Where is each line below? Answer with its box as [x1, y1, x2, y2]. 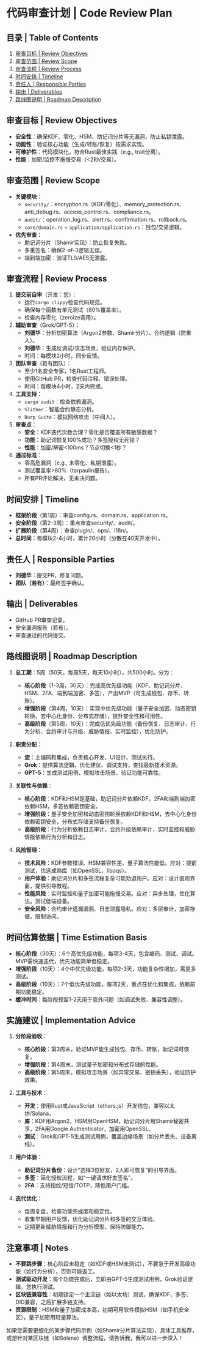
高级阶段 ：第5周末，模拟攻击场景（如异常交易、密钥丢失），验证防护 [24, 1069, 196, 1076]
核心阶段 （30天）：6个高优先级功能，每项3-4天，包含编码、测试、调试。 [15, 950, 198, 957]
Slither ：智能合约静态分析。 [24, 406, 98, 413]
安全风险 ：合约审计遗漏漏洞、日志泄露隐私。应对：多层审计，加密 [24, 905, 190, 912]
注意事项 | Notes [6, 1242, 69, 1253]
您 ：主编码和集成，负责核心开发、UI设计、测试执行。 [24, 753, 158, 761]
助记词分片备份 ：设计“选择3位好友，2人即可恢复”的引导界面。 [24, 1166, 180, 1174]
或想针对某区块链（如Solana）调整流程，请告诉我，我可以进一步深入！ [6, 1334, 184, 1341]
